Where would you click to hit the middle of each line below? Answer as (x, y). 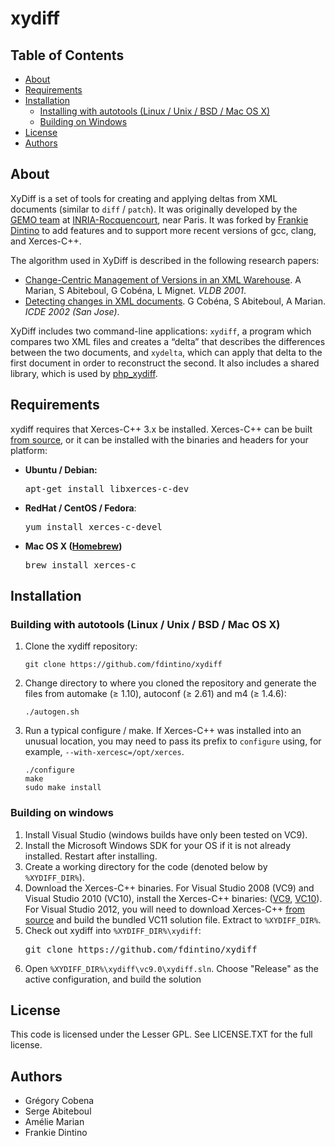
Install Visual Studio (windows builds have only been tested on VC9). (166, 834)
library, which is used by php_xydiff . (84, 373)
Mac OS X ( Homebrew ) (73, 546)
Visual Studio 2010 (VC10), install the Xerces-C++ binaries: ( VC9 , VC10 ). (173, 898)
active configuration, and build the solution (113, 979)
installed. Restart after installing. (91, 856)
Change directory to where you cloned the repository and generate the (170, 683)
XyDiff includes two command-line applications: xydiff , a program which (161, 331)
